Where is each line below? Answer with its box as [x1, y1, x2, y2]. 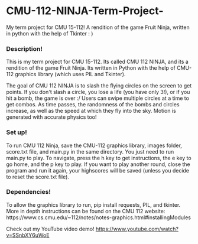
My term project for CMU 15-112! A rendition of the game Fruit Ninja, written [6, 24, 190, 31]
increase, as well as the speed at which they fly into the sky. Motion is [6, 108, 176, 115]
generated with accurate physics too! [6, 113, 97, 121]
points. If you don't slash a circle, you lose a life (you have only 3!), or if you [6, 89, 190, 96]
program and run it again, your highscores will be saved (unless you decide [6, 167, 190, 174]
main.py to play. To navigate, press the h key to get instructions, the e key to [6, 154, 191, 161]
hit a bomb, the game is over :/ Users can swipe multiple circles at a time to [6, 95, 189, 102]
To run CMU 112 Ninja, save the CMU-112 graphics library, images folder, [6, 142, 182, 149]
